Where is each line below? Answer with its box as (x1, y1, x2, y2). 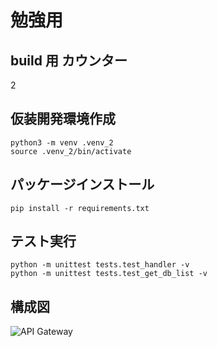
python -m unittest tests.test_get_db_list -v (10, 269, 208, 279)
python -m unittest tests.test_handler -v (10, 260, 190, 270)
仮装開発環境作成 (10, 111, 116, 128)
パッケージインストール (10, 176, 155, 193)
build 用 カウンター (10, 52, 128, 69)
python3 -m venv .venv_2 (10, 137, 114, 148)
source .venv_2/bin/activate (10, 146, 132, 156)
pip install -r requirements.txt (10, 203, 150, 213)
